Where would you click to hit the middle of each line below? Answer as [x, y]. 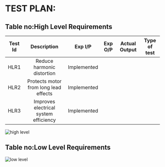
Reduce [44, 61]
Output [128, 50]
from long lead [44, 87]
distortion [44, 73]
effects [44, 94]
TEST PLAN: [30, 9]
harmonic [44, 67]
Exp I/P [83, 46]
